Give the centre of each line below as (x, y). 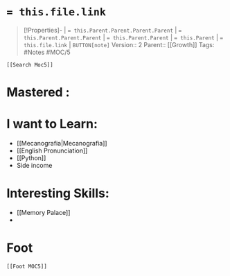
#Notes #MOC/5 (47, 52)
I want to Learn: (52, 124)
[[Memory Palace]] (43, 213)
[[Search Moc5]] (30, 64)
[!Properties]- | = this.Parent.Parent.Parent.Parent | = (103, 30)
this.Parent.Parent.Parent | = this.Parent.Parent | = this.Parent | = (123, 37)
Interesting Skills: (58, 193)
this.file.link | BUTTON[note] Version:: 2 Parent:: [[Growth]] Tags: (119, 44)
